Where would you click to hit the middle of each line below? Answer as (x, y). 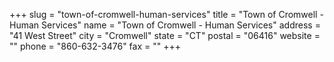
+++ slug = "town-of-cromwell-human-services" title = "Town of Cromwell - (166, 14)
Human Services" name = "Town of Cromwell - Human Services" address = (165, 25)
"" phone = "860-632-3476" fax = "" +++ (95, 46)
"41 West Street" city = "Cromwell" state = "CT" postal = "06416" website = (165, 35)
